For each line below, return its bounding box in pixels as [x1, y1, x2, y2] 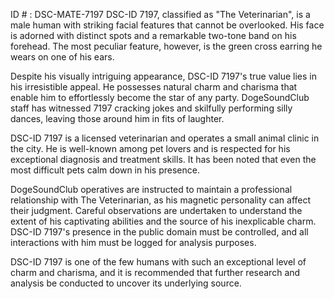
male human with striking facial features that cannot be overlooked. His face [10, 19, 325, 31]
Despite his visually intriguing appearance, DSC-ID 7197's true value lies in [10, 70, 318, 82]
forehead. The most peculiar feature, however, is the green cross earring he [10, 40, 323, 52]
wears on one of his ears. [10, 51, 115, 63]
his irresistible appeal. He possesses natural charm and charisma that [10, 81, 298, 93]
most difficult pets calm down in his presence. [10, 164, 200, 176]
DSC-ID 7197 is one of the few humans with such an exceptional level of [10, 256, 307, 268]
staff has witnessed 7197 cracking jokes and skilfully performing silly [10, 102, 293, 114]
